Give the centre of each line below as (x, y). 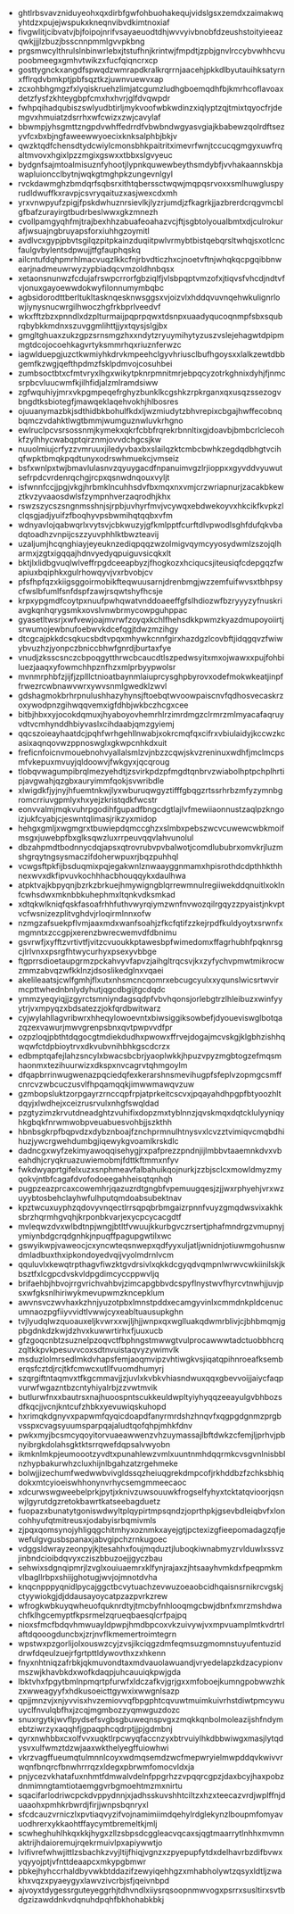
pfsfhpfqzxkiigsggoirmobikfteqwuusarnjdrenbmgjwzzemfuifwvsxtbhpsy (150, 582)
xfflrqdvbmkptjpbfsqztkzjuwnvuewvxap (90, 79)
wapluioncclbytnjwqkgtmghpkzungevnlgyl (95, 174)
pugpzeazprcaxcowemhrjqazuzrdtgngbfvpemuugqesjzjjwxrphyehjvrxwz (151, 1189)
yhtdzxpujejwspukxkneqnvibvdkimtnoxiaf (94, 22)
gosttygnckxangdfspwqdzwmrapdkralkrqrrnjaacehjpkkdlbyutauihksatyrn (151, 70)
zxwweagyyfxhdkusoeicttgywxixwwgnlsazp (98, 1691)
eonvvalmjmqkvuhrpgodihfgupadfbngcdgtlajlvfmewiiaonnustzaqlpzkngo (151, 809)
